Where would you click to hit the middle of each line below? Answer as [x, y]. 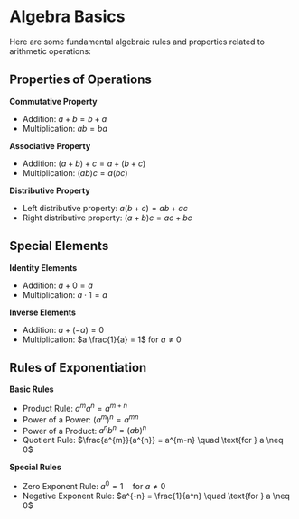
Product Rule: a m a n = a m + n [75, 408]
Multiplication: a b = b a [65, 128]
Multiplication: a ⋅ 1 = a [65, 294]
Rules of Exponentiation [78, 367]
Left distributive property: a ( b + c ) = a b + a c [105, 208]
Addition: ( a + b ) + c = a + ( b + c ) [84, 163]
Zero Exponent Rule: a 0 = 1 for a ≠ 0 [94, 485]
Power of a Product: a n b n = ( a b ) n [84, 430]
